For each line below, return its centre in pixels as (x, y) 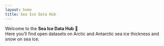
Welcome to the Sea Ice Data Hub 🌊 (42, 28)
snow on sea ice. (22, 39)
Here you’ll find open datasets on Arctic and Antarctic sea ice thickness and (82, 34)
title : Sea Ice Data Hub (31, 14)
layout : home (18, 10)
